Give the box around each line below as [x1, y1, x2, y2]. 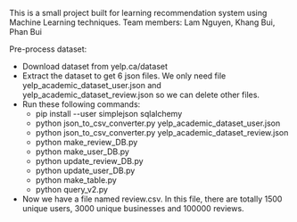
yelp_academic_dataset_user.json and [21, 80, 162, 90]
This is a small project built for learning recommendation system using [9, 8, 268, 18]
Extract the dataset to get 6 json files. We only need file [21, 70, 227, 81]
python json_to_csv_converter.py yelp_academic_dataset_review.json [35, 127, 289, 137]
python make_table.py [35, 175, 118, 185]
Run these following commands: [21, 99, 141, 110]
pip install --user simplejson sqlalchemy [35, 109, 183, 119]
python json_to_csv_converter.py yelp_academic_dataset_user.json [35, 118, 281, 128]
